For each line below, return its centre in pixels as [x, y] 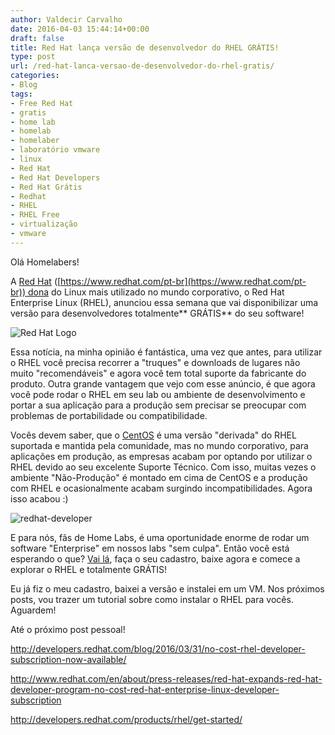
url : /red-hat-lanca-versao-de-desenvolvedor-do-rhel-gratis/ [142, 66]
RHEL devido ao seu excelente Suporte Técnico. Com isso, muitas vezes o [163, 467]
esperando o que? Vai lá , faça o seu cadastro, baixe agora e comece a [155, 558]
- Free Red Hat [42, 103]
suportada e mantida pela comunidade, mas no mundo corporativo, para [159, 445]
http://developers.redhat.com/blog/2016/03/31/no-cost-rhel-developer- [158, 648]
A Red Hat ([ [36, 281]
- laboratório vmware [55, 150]
